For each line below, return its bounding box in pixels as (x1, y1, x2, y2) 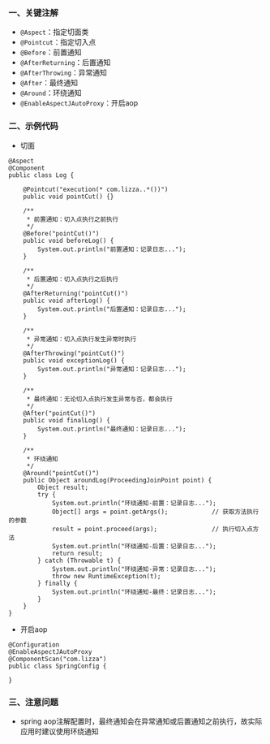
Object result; (37, 483, 89, 491)
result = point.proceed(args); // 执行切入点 (51, 525, 253, 533)
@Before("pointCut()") (23, 229, 100, 237)
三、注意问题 (8, 696, 59, 707)
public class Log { (8, 171, 75, 180)
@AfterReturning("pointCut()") (23, 289, 129, 297)
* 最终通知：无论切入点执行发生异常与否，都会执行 (26, 395, 173, 403)
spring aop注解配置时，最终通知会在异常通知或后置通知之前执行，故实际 (19, 716, 263, 726)
